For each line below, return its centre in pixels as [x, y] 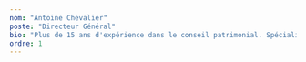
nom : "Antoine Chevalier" [58, 18]
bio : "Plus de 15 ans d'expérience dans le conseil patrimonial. [136, 35]
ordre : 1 [26, 43]
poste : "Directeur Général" [63, 26]
